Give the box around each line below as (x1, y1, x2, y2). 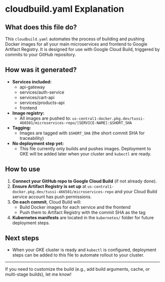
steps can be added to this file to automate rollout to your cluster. (12, 252, 144, 258)
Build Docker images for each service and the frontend (19, 204, 131, 210)
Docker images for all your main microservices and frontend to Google (5, 41, 147, 47)
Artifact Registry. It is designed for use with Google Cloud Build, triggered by (5, 47, 160, 52)
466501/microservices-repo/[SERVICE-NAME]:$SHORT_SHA (19, 120, 132, 126)
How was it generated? (5, 66, 77, 74)
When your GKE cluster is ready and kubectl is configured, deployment (12, 247, 157, 253)
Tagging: (12, 125, 31, 130)
